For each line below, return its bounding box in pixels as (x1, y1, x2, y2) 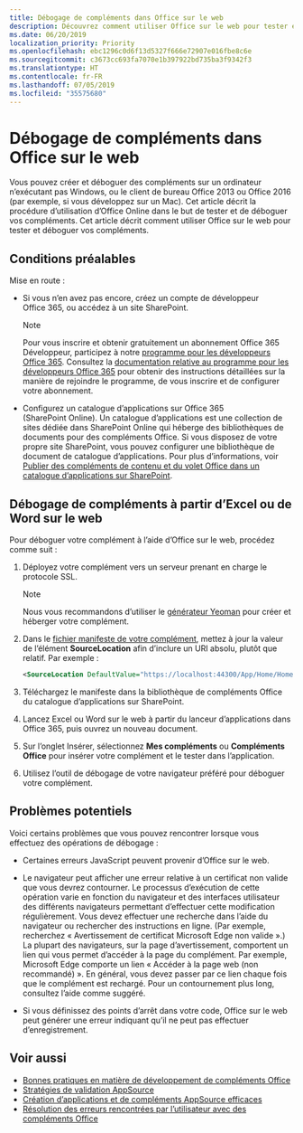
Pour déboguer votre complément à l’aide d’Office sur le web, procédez (9, 534, 275, 545)
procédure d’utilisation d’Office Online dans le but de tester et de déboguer (9, 205, 288, 217)
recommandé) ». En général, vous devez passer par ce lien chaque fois (22, 968, 288, 979)
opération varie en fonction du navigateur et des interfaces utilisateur (22, 892, 280, 902)
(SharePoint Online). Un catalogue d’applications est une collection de (22, 412, 283, 423)
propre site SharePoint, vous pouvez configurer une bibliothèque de (22, 441, 275, 452)
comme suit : (9, 544, 58, 555)
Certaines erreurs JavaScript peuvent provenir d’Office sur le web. (22, 854, 270, 865)
